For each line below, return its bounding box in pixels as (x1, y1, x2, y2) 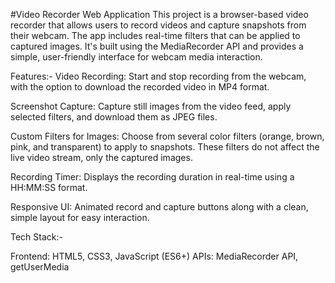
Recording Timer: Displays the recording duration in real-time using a (10, 171, 295, 183)
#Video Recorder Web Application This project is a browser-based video (10, 9, 309, 20)
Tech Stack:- (10, 231, 63, 243)
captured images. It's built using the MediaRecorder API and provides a (10, 40, 304, 52)
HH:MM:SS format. (10, 182, 88, 193)
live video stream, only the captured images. (10, 152, 193, 163)
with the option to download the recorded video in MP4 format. (10, 81, 270, 93)
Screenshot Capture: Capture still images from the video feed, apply (10, 100, 292, 112)
